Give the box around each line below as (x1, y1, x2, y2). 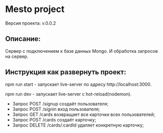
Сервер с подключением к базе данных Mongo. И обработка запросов (5, 48, 158, 54)
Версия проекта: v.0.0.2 (5, 20, 56, 26)
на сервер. (5, 53, 29, 59)
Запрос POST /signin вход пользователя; (12, 106, 100, 112)
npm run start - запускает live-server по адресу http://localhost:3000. (5, 81, 152, 87)
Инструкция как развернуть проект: (5, 68, 126, 76)
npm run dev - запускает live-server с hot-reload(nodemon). (5, 91, 132, 97)
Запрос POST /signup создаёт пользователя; (12, 100, 109, 106)
